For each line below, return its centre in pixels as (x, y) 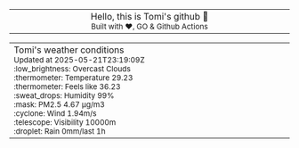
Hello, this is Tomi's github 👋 (149, 16)
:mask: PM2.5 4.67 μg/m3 (59, 105)
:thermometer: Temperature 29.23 (73, 78)
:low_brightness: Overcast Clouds (73, 69)
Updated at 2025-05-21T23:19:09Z (79, 60)
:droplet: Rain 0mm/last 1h (60, 132)
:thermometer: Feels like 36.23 (67, 87)
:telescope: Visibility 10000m (65, 123)
